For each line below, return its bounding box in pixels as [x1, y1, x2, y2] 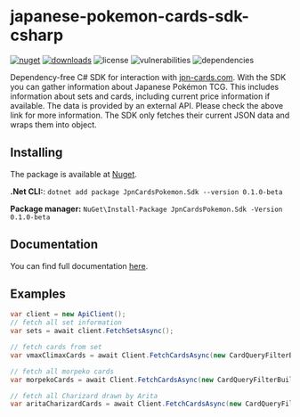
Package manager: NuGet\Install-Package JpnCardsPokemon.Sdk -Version [10, 203, 283, 214]
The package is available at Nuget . [10, 168, 137, 179]
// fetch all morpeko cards [10, 367, 115, 376]
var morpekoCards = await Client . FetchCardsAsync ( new [10, 375, 215, 384]
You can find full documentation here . [10, 260, 149, 271]
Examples [10, 286, 66, 301]
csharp [10, 25, 64, 45]
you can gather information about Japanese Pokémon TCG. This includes [10, 81, 280, 92]
